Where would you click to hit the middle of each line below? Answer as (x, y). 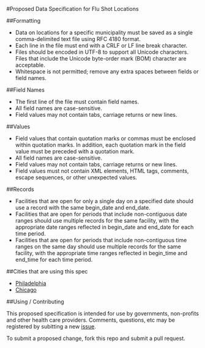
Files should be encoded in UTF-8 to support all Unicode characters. (102, 52)
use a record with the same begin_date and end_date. (83, 208)
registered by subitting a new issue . (51, 326)
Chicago (26, 290)
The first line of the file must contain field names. (77, 102)
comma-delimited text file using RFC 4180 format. (78, 39)
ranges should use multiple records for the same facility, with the (97, 220)
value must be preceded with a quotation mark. (75, 151)
